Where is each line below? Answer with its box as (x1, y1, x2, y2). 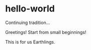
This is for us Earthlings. (5, 38, 55, 45)
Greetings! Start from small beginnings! (5, 29, 86, 35)
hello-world (5, 3, 55, 14)
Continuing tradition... (5, 19, 50, 25)
